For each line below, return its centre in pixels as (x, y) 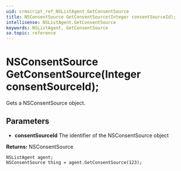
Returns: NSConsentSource (40, 146)
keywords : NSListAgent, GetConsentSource (57, 28)
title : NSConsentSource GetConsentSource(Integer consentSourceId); (91, 17)
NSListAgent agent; (30, 157)
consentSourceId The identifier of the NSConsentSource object (92, 135)
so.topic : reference (31, 33)
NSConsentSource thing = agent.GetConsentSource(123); (74, 162)
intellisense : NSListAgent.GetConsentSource (61, 22)
